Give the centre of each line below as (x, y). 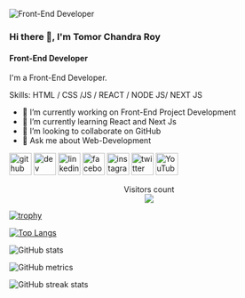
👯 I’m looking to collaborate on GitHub (91, 131)
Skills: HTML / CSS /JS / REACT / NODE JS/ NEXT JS (106, 95)
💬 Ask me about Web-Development (87, 141)
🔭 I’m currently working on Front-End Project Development (129, 112)
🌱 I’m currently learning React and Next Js (99, 122)
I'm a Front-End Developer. (59, 78)
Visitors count (149, 189)
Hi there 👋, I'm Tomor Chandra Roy (85, 36)
